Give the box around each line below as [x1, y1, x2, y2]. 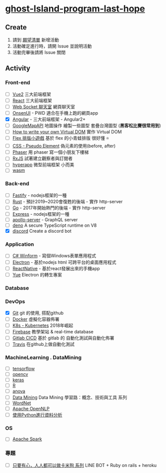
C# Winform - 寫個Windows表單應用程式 [12, 253, 96, 259]
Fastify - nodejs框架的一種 [12, 192, 67, 198]
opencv [12, 371, 28, 377]
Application [5, 241, 34, 248]
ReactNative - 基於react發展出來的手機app [12, 265, 100, 271]
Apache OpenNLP [12, 406, 50, 412]
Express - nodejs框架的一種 [12, 211, 69, 217]
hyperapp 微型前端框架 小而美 [12, 162, 74, 168]
